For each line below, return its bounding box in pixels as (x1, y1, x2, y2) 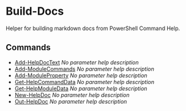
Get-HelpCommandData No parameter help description (14, 78, 155, 85)
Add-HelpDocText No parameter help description (14, 58, 139, 66)
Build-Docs (6, 4, 64, 18)
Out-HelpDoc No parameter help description (14, 98, 127, 105)
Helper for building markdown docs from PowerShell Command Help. (6, 25, 180, 32)
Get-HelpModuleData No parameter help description (14, 85, 147, 92)
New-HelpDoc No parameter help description (14, 91, 130, 99)
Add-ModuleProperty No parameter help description (14, 72, 147, 79)
